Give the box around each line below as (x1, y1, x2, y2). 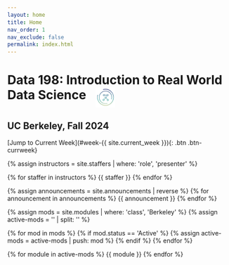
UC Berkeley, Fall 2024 (7, 119, 110, 131)
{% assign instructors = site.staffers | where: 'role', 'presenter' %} (7, 160, 198, 168)
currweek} (7, 146, 38, 155)
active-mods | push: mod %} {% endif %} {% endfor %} (30, 236, 193, 245)
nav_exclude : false (7, 34, 65, 41)
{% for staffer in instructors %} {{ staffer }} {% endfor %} (7, 173, 173, 182)
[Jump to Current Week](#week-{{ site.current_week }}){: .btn (7, 138, 187, 147)
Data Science (7, 87, 86, 103)
